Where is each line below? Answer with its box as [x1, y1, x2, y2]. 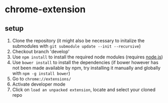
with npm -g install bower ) [12, 70, 70, 76]
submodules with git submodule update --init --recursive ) [12, 43, 141, 49]
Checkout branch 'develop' [12, 49, 70, 54]
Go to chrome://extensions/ [12, 76, 71, 81]
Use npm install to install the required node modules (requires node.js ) [12, 54, 163, 60]
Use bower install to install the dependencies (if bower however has [12, 59, 159, 65]
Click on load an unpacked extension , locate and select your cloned [12, 87, 156, 93]
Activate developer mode [12, 81, 66, 87]
